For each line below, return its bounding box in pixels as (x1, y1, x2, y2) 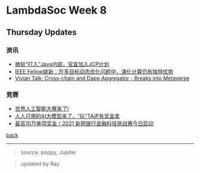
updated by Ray (20, 161, 60, 168)
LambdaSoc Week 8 (6, 4, 107, 17)
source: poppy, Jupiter (20, 149, 77, 156)
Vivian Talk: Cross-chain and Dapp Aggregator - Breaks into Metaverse (14, 75, 189, 82)
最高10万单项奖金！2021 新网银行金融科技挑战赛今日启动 (14, 120, 154, 127)
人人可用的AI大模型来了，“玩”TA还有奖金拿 (14, 113, 120, 120)
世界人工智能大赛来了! (14, 105, 69, 113)
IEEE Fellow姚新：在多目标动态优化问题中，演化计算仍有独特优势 (14, 68, 174, 75)
